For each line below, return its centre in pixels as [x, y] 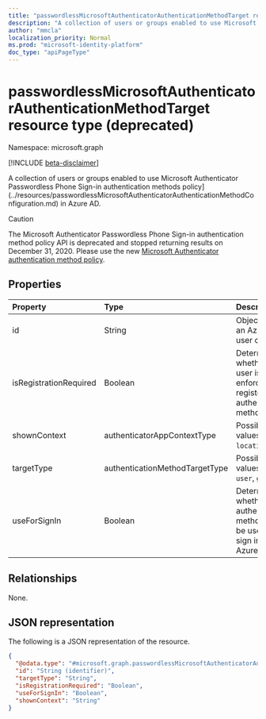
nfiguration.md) [34, 203]
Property [29, 306]
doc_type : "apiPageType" [49, 52]
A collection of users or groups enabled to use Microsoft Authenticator [123, 178]
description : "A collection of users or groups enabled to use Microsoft [133, 23]
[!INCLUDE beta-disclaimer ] [53, 163]
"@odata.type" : [40, 663]
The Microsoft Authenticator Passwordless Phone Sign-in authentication [126, 234]
